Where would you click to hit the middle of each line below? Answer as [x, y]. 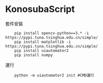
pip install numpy [34, 55]
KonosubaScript [40, 9]
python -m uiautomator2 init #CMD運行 [54, 75]
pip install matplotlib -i [43, 42]
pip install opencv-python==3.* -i [52, 33]
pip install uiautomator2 [42, 50]
